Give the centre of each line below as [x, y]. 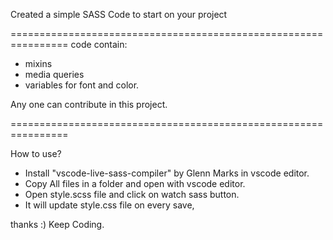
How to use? [36, 153]
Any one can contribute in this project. [89, 104]
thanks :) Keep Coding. [57, 224]
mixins [38, 63]
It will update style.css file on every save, [109, 205]
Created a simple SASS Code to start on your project [119, 14]
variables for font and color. [82, 85]
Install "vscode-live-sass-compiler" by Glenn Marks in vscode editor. [167, 173]
